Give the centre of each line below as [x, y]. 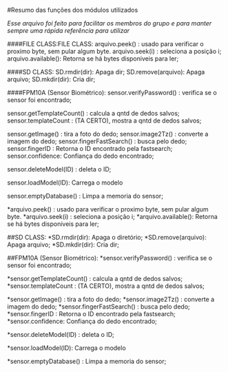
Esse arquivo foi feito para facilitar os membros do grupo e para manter [110, 23]
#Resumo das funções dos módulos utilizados [73, 10]
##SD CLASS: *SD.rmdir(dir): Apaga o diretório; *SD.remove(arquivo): [107, 237]
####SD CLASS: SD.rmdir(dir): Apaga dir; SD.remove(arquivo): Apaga [106, 72]
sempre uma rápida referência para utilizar [68, 31]
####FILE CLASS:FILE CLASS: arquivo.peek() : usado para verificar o [106, 44]
